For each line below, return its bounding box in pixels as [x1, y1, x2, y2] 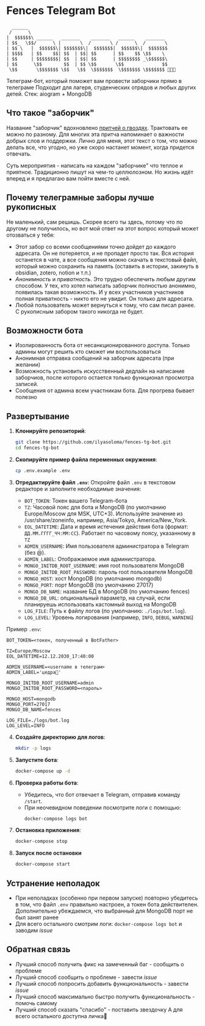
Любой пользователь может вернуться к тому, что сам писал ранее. [15, 301, 196, 309]
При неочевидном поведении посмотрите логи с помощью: [24, 803, 181, 811]
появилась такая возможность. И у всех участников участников [15, 288, 184, 296]
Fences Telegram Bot [6, 4, 116, 18]
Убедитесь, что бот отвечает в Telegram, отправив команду [24, 791, 181, 798]
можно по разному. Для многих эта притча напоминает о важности [6, 131, 184, 138]
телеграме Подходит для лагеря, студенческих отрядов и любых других [6, 84, 196, 91]
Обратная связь [6, 944, 71, 955]
